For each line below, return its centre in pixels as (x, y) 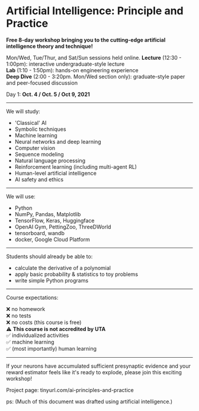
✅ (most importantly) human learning (51, 348)
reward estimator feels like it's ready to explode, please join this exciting (94, 372)
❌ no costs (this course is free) (44, 322)
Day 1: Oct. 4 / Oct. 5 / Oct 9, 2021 (48, 94)
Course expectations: (32, 297)
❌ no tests (19, 316)
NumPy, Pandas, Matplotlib (48, 214)
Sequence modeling (39, 154)
